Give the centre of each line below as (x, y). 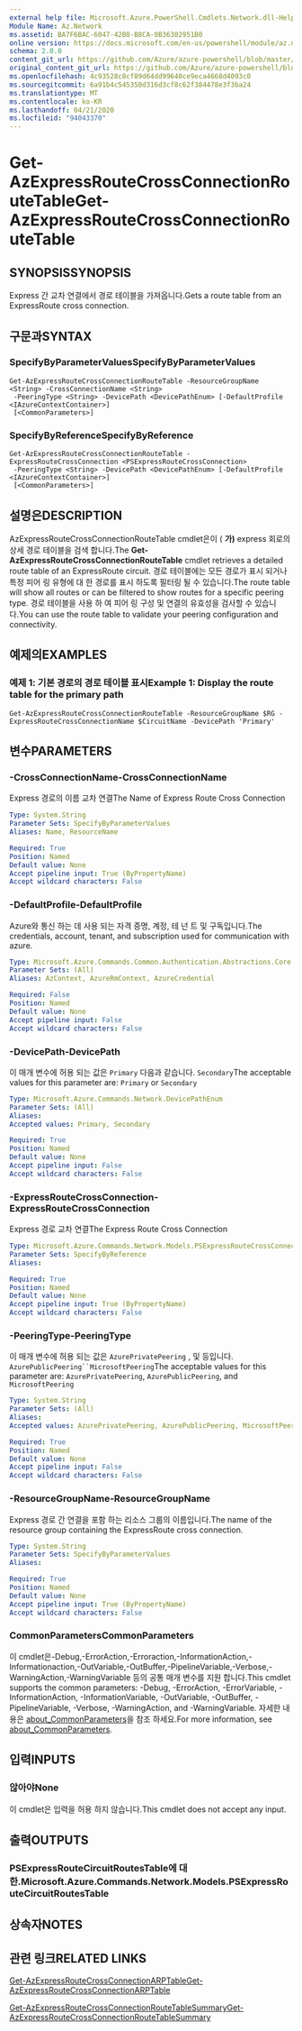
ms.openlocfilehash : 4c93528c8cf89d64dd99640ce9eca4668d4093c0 (130, 77)
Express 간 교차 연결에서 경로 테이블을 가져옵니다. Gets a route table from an (146, 296)
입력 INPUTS (43, 1760)
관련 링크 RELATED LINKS (78, 1958)
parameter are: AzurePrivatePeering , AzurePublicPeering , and (124, 1377)
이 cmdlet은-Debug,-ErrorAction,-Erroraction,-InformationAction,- (131, 1656)
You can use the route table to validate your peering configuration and (148, 614)
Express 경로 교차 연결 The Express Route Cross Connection (119, 1229)
